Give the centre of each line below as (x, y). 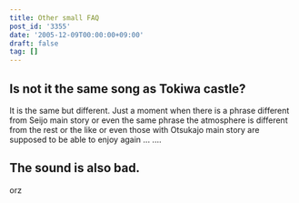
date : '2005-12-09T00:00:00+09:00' (77, 35)
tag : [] (24, 52)
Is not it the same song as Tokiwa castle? (128, 89)
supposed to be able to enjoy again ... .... (85, 139)
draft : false (34, 43)
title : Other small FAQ (55, 18)
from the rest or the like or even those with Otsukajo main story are (135, 129)
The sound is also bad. (75, 168)
